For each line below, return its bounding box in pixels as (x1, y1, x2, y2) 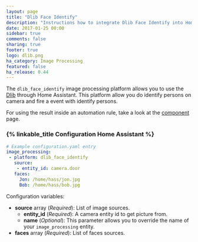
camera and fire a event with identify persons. (6, 98, 118, 105)
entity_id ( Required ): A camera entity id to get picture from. (23, 210, 168, 217)
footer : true (6, 47, 38, 53)
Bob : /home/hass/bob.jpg (19, 182, 81, 188)
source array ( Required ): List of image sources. (14, 204, 130, 211)
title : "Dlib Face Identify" (6, 14, 78, 20)
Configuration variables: (6, 192, 65, 200)
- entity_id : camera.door (16, 166, 81, 172)
